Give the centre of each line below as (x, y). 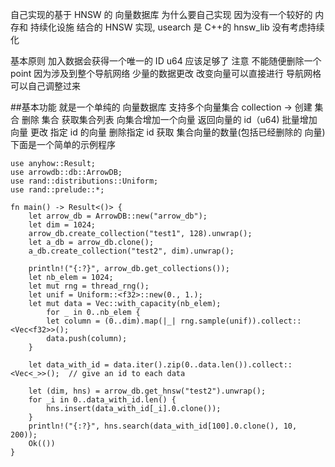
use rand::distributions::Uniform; (84, 181)
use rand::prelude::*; (57, 190)
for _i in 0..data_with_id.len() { (102, 400)
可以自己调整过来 (45, 86)
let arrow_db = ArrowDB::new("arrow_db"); (118, 216)
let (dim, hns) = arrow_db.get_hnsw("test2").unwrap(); (147, 391)
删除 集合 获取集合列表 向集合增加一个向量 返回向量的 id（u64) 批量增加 (169, 119)
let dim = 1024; (62, 225)
